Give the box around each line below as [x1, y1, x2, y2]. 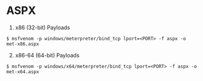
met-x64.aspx [6, 68, 40, 75]
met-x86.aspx [6, 41, 40, 47]
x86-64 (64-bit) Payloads [15, 51, 80, 58]
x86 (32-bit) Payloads [15, 24, 71, 31]
